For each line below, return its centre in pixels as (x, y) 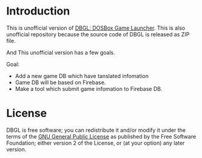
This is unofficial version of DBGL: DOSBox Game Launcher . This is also (96, 28)
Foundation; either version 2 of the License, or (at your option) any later (96, 143)
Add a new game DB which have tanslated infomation (82, 76)
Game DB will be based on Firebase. (60, 82)
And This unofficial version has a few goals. (61, 52)
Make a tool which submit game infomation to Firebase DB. (89, 88)
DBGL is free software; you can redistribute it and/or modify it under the (96, 130)
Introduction (38, 11)
